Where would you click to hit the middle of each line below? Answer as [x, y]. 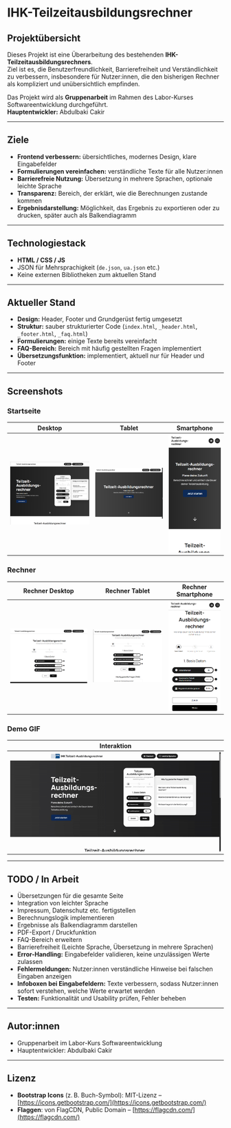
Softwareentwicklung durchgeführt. [58, 104]
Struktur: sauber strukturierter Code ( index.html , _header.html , [107, 327]
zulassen [30, 962]
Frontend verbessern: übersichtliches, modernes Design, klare [107, 156]
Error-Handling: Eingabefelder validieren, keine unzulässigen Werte [113, 954]
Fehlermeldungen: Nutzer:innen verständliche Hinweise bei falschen [115, 969]
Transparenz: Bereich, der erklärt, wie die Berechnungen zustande [112, 193]
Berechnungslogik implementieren [66, 918]
